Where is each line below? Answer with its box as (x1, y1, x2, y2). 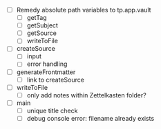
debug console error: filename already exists (26, 114, 155, 122)
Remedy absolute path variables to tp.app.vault (16, 6, 151, 14)
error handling (26, 60, 68, 68)
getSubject (26, 21, 58, 30)
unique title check (26, 106, 78, 115)
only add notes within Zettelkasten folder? (26, 91, 146, 99)
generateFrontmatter (16, 68, 76, 76)
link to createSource (26, 75, 84, 84)
